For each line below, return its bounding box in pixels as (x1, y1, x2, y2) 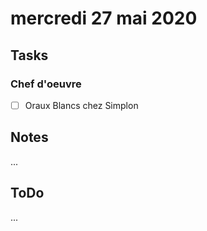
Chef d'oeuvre (10, 77, 82, 91)
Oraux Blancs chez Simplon (24, 99, 139, 111)
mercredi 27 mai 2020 (10, 7, 198, 30)
